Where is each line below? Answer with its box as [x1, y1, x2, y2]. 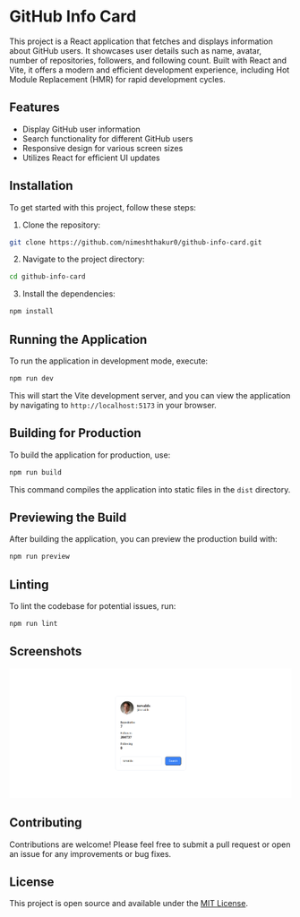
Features [9, 100, 60, 116]
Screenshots [9, 644, 82, 659]
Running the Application [9, 331, 148, 347]
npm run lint [9, 620, 58, 629]
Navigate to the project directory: [21, 253, 145, 265]
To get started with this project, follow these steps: [9, 201, 197, 212]
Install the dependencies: [21, 288, 116, 299]
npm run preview [9, 553, 70, 561]
